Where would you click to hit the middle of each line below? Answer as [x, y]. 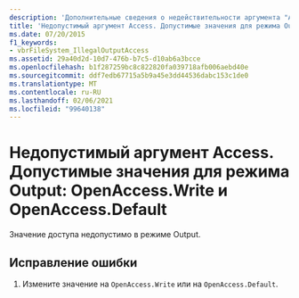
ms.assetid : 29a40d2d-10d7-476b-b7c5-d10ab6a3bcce [105, 59]
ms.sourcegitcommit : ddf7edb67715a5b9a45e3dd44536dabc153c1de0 [129, 76]
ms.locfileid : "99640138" [57, 109]
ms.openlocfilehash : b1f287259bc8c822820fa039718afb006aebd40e [129, 68]
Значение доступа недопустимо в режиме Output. [105, 235]
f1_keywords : [33, 42]
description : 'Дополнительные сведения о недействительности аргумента [145, 17]
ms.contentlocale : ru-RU [55, 92]
